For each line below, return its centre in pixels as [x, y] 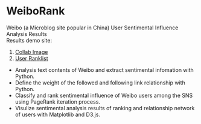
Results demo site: [29, 40]
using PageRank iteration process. [58, 102]
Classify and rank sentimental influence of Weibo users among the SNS [104, 95]
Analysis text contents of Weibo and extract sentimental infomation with [104, 69]
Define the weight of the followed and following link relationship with [100, 83]
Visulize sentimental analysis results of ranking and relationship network [105, 108]
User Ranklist [31, 58]
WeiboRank [36, 11]
